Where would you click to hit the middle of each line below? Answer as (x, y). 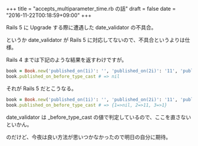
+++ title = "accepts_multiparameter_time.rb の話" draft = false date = (91, 9)
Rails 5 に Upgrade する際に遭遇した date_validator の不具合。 (81, 27)
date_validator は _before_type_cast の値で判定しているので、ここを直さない (99, 117)
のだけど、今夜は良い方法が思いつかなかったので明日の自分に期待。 (89, 137)
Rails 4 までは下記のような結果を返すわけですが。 (67, 60)
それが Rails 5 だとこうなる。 (42, 88)
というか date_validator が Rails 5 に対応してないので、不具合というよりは (96, 40)
